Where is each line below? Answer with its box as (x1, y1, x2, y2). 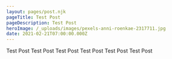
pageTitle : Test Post (6, 14, 61, 20)
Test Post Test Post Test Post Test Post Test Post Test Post (6, 47, 153, 54)
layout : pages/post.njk (6, 8, 66, 15)
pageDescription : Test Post (6, 20, 77, 26)
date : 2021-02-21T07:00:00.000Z (6, 31, 88, 37)
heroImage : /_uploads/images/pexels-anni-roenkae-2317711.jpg (6, 25, 166, 32)
